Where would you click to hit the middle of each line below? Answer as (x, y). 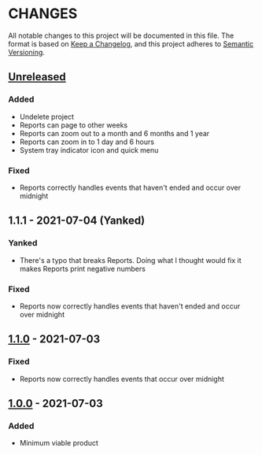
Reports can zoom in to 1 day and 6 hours (87, 142)
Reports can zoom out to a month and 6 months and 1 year (114, 133)
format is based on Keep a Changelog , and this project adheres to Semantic (131, 43)
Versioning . (27, 52)
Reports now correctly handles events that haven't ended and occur (130, 306)
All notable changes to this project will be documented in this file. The (121, 35)
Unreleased (37, 77)
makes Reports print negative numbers (82, 268)
